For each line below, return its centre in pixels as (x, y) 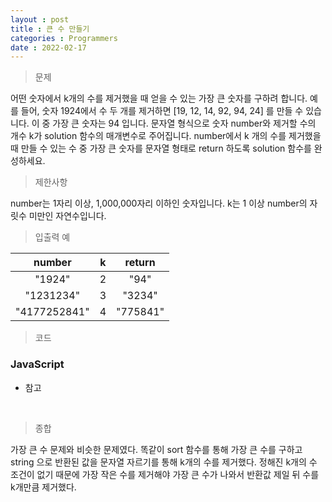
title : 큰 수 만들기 (50, 29)
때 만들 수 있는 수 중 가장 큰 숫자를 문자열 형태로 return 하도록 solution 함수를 (161, 148)
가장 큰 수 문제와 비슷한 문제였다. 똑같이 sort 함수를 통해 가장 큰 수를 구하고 (156, 449)
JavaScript (37, 364)
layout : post (40, 19)
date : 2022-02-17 (48, 47)
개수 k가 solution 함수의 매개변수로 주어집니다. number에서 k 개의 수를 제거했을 (166, 136)
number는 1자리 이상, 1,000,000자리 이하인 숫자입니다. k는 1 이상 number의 (159, 203)
